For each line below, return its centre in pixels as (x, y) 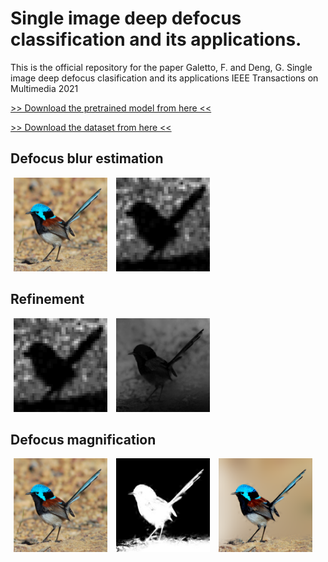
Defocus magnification (83, 439)
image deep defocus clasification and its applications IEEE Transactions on (164, 78)
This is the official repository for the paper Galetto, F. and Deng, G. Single (161, 67)
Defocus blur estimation (87, 158)
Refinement (47, 299)
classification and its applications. (156, 39)
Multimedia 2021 (44, 88)
